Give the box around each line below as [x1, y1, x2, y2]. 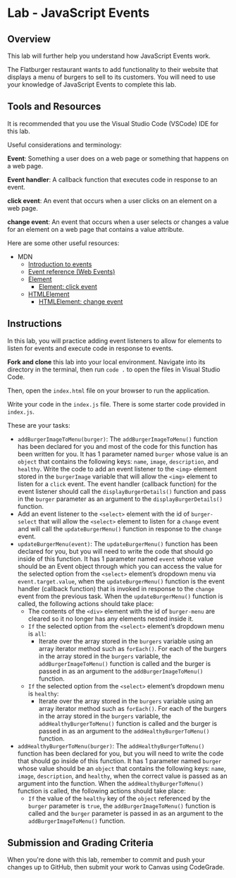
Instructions [7, 318, 62, 330]
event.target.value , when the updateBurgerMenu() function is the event [17, 576, 225, 586]
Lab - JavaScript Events [7, 5, 150, 21]
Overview [7, 33, 51, 45]
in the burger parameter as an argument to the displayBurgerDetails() [17, 495, 223, 503]
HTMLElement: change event [38, 297, 123, 306]
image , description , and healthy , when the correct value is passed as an [17, 772, 228, 780]
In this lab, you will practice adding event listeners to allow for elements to [7, 336, 222, 345]
